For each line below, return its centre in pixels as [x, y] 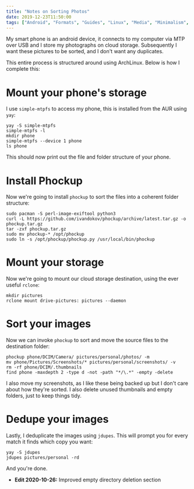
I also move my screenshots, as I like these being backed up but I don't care [97, 383]
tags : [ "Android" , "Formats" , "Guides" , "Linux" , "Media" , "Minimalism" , [98, 22]
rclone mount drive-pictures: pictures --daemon [66, 301]
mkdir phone [20, 136]
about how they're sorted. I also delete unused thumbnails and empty [89, 390]
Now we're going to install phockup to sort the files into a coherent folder [92, 197]
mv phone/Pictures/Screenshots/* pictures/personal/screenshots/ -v [91, 362]
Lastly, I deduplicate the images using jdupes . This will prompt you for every [97, 436]
